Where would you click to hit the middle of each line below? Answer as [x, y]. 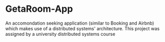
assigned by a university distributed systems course [60, 34]
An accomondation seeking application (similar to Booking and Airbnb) [80, 23]
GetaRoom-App [39, 9]
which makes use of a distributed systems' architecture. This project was [82, 28]
